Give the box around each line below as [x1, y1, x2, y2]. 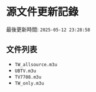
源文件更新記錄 [6, 5, 79, 19]
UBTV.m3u [14, 68, 37, 74]
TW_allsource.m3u [14, 62, 58, 67]
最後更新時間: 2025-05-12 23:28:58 [6, 26, 91, 33]
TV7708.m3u [14, 74, 42, 80]
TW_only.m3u [14, 80, 44, 86]
